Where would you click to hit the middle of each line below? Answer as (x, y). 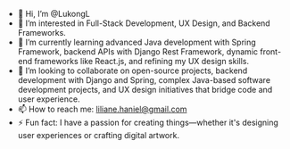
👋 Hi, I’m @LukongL (54, 14)
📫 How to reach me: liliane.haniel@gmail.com (102, 109)
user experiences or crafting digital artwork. (99, 135)
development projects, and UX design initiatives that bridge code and (145, 90)
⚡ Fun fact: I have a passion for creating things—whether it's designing (148, 122)
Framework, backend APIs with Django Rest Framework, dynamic (138, 52)
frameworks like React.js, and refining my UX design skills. (142, 61)
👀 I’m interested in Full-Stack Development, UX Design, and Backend (144, 23)
